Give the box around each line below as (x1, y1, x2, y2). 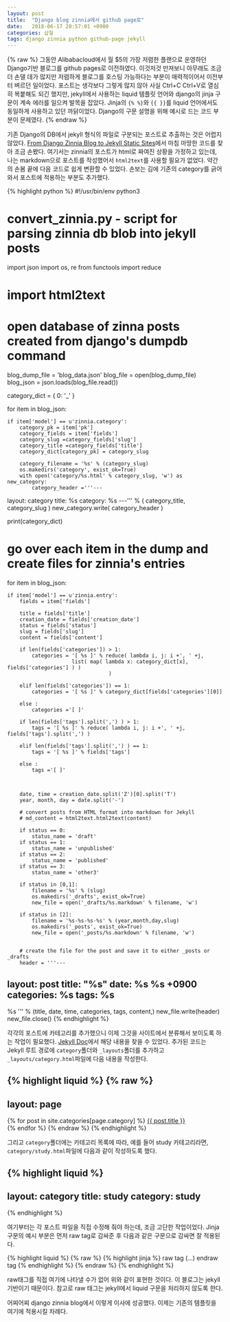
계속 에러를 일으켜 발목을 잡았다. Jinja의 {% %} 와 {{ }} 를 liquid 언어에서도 (19, 98, 218, 107)
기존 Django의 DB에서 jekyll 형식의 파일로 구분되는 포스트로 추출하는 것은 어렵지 (7, 130, 222, 138)
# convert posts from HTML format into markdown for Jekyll (19, 809, 195, 816)
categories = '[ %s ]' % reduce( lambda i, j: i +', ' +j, (32, 652, 205, 660)
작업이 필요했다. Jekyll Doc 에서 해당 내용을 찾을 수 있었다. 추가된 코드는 (14, 1037, 207, 1045)
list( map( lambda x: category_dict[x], (71, 658, 189, 665)
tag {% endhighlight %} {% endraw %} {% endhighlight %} (7, 1261, 174, 1270)
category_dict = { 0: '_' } (7, 392, 76, 400)
